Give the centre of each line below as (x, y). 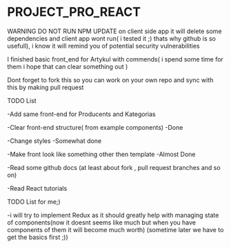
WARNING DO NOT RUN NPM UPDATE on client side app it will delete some (114, 31)
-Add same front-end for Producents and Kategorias (82, 114)
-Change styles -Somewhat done (54, 141)
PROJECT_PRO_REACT (74, 12)
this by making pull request (46, 87)
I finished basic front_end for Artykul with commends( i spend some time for (115, 59)
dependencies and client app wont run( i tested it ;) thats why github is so (111, 38)
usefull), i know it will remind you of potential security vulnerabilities (103, 46)
